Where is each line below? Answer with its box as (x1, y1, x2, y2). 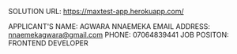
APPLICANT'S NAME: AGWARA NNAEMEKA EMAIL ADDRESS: (8, 22, 211, 31)
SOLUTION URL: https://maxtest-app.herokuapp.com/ (8, 7, 184, 16)
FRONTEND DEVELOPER (8, 38, 88, 48)
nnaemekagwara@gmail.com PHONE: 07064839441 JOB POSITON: (8, 31, 229, 39)
